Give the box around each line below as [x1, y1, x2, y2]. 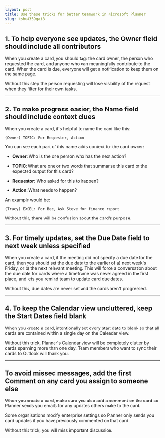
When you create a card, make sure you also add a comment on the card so [5, 398, 159, 403]
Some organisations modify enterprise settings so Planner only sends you [5, 412, 155, 418]
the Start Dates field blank [5, 312, 87, 321]
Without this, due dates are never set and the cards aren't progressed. [5, 285, 147, 291]
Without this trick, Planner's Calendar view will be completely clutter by [5, 340, 149, 346]
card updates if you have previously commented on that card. [5, 418, 130, 424]
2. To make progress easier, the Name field [5, 105, 139, 113]
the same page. [5, 71, 37, 77]
